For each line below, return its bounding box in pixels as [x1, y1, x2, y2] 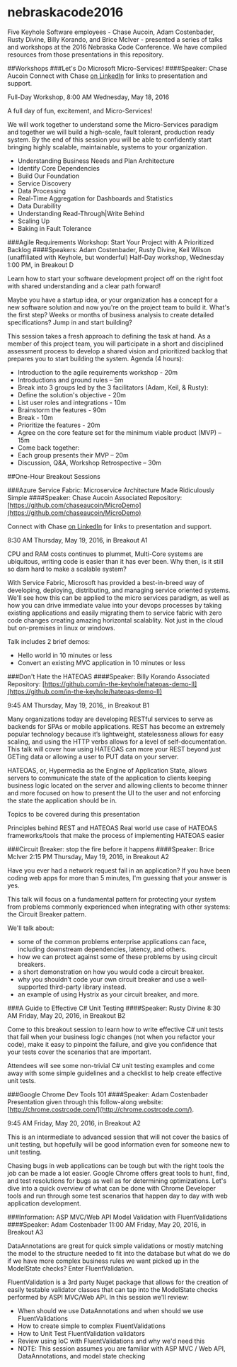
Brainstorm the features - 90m [17, 405, 107, 414]
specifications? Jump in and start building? [7, 318, 133, 327]
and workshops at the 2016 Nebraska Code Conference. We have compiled [7, 42, 227, 51]
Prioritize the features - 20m [17, 421, 100, 429]
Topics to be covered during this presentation [7, 810, 140, 818]
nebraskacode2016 [7, 4, 124, 21]
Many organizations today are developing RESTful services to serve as [7, 715, 214, 723]
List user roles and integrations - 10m [17, 398, 127, 407]
